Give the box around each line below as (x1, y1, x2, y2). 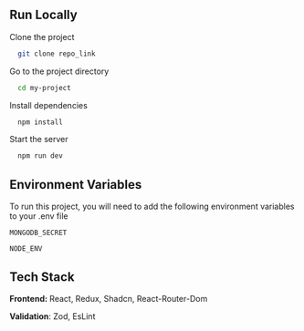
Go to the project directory (9, 66, 110, 77)
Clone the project (9, 31, 75, 42)
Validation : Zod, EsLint (9, 310, 96, 322)
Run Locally (9, 7, 78, 23)
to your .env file (9, 211, 68, 222)
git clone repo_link (17, 49, 96, 58)
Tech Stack (9, 269, 75, 284)
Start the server (9, 134, 68, 145)
